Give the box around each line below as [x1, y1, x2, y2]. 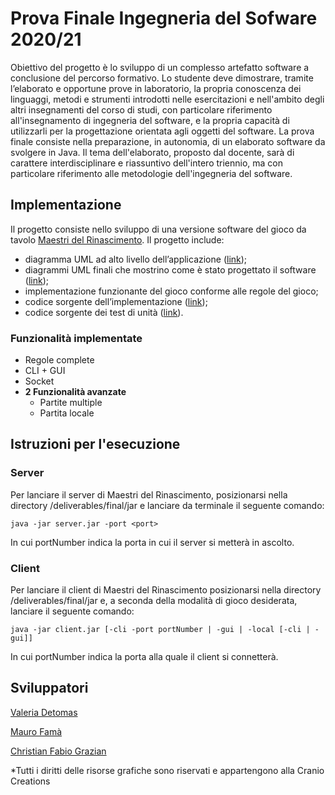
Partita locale [39, 407, 95, 419]
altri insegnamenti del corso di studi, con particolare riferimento [10, 103, 273, 116]
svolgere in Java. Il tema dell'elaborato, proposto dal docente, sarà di [10, 146, 295, 158]
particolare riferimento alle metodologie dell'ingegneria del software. [10, 167, 293, 179]
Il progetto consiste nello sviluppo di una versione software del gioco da [10, 223, 307, 235]
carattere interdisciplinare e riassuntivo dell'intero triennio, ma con [10, 157, 284, 169]
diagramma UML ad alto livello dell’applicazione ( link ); [24, 253, 248, 265]
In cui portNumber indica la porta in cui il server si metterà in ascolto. [10, 536, 295, 548]
